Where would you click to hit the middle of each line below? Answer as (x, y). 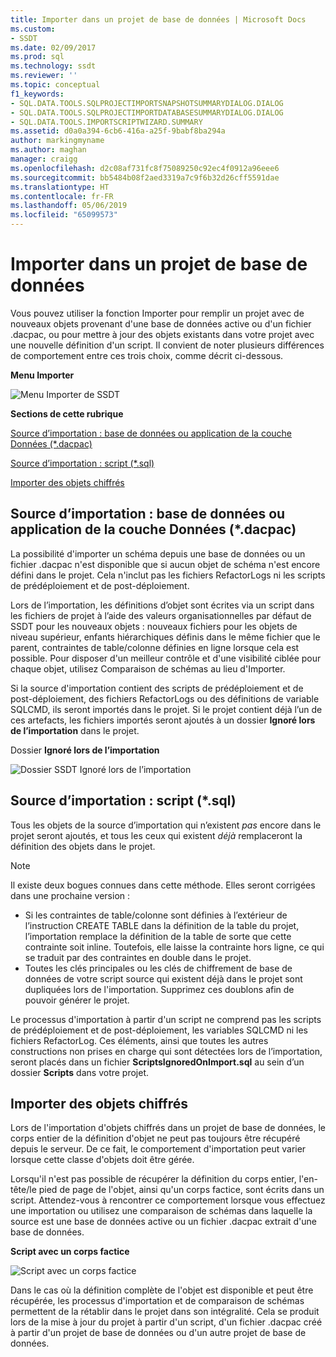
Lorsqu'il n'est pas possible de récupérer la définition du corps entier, (153, 1179)
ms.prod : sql (37, 57)
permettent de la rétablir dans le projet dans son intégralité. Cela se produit (165, 1312)
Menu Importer (42, 375)
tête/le (23, 1190)
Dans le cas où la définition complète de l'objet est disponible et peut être (162, 1290)
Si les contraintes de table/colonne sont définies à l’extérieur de (156, 915)
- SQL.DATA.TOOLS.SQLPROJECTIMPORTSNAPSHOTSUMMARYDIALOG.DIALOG (147, 103)
